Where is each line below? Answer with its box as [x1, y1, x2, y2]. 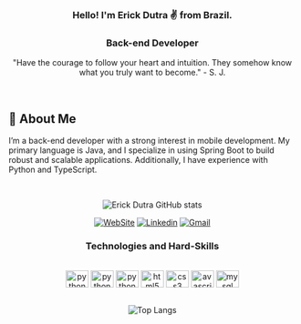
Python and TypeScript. [8, 164, 98, 176]
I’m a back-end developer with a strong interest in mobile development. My [8, 136, 291, 147]
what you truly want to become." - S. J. [78, 67, 226, 78]
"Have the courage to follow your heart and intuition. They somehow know [12, 57, 293, 68]
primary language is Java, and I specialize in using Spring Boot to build [8, 145, 275, 156]
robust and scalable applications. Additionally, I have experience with [8, 155, 268, 166]
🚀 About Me [8, 111, 77, 127]
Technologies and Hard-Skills [85, 239, 220, 252]
